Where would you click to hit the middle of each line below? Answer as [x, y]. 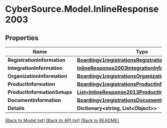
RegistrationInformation [37, 60]
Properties [22, 38]
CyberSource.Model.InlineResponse [82, 9]
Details [16, 108]
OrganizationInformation [38, 76]
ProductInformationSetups [40, 92]
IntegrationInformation [35, 68]
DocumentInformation [34, 100]
